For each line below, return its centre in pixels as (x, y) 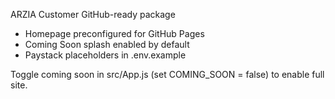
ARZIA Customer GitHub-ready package (93, 14)
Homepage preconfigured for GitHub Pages (114, 33)
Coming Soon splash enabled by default (107, 44)
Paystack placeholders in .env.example (105, 55)
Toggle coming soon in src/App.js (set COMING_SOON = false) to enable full (167, 74)
